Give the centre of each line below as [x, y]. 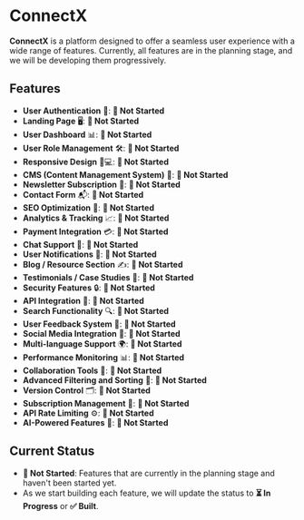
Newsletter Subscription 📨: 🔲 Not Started [102, 184]
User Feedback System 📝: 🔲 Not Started [99, 324]
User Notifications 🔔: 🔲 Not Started [89, 254]
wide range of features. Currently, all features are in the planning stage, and [151, 50]
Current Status [52, 451]
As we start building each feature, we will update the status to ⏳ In [147, 493]
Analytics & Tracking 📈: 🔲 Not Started [96, 218]
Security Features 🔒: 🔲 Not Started [89, 288]
